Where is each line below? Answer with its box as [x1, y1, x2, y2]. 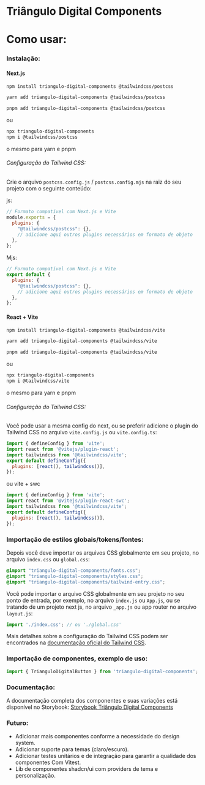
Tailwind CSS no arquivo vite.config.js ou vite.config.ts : [6, 429, 157, 436]
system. [15, 739, 35, 747]
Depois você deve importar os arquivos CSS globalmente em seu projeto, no [6, 549, 199, 557]
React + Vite [6, 313, 39, 321]
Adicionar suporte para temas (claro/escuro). [15, 746, 129, 753]
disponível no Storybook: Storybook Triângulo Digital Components [6, 703, 173, 711]
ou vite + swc [6, 480, 41, 488]
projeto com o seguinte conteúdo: [6, 185, 92, 192]
